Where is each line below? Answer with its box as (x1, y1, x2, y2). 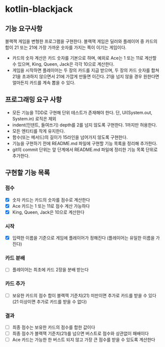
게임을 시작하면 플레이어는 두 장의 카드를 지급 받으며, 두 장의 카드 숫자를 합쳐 (12, 68, 160, 73)
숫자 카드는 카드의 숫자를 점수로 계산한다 (12, 196, 90, 203)
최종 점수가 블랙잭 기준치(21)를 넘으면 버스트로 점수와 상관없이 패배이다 (12, 331, 149, 337)
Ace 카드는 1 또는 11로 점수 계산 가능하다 (12, 203, 90, 209)
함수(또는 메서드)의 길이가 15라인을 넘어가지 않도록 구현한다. (12, 134, 128, 140)
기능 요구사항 (5, 24, 43, 33)
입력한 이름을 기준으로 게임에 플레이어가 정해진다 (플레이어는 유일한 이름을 (12, 234, 155, 240)
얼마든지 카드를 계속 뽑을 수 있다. (12, 80, 75, 85)
